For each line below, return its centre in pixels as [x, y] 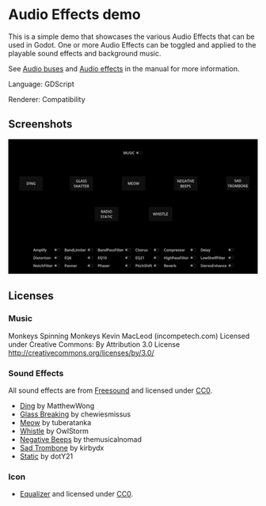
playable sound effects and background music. [85, 53]
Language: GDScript [41, 84]
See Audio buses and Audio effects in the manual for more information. [124, 68]
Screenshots [40, 124]
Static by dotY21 [46, 456]
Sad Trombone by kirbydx [62, 447]
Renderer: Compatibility [47, 99]
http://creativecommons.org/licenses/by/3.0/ [81, 352]
